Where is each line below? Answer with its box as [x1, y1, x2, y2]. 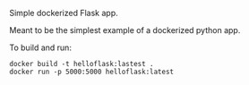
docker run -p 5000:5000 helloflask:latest [9, 67, 175, 76]
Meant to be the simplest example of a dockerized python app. [9, 25, 241, 35]
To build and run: [9, 42, 72, 53]
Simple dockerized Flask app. [9, 8, 118, 18]
